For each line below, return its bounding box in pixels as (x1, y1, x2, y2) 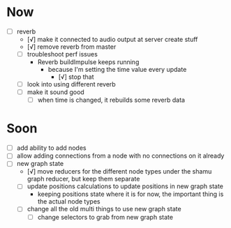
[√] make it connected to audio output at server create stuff (27, 36, 198, 43)
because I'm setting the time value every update (47, 66, 187, 74)
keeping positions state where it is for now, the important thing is (37, 190, 224, 199)
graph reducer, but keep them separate (27, 175, 140, 183)
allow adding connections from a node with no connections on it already (16, 151, 225, 160)
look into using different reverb (27, 80, 116, 89)
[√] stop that (58, 73, 94, 81)
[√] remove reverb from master (27, 43, 117, 51)
